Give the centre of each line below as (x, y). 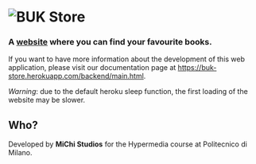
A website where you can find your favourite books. (110, 42)
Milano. (20, 153)
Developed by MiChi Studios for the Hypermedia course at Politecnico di (128, 144)
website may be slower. (47, 100)
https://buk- (197, 68)
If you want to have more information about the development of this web (126, 59)
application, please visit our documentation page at (92, 68)
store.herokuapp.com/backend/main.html (76, 76)
